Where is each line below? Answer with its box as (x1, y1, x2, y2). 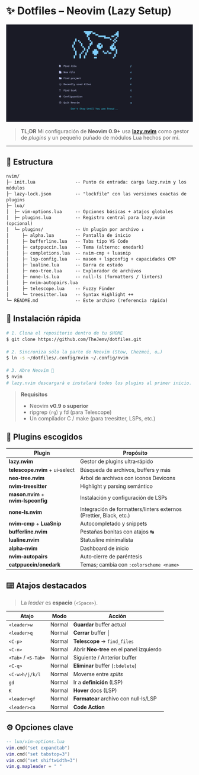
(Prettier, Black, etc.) (79, 512, 130, 519)
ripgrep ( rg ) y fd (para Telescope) (29, 409, 112, 416)
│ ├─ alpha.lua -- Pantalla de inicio (6, 233, 131, 239)
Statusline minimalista (79, 536, 133, 544)
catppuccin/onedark (8, 561, 61, 568)
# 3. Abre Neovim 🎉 (6, 368, 54, 374)
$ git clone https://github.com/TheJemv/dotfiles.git (6, 336, 142, 342)
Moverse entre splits (73, 670, 123, 677)
